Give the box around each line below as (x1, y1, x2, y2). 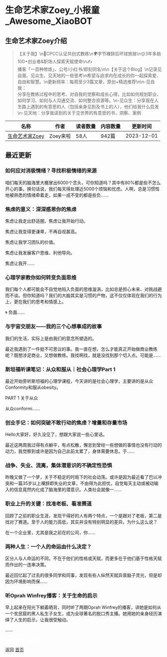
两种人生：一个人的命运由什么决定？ (5, 543, 92, 550)
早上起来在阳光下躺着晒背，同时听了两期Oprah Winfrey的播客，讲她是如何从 (5, 604, 162, 611)
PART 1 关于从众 (5, 395, 38, 401)
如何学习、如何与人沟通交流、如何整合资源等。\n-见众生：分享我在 (17, 98, 155, 103)
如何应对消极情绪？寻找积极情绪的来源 (5, 167, 97, 174)
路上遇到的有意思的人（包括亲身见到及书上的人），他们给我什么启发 (21, 104, 159, 110)
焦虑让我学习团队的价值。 (5, 239, 58, 245)
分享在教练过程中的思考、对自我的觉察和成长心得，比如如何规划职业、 (17, 91, 162, 97)
